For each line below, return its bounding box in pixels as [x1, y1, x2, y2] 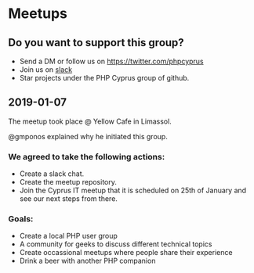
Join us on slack [19, 65, 73, 74]
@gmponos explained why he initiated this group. [8, 131, 169, 141]
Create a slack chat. [19, 169, 85, 178]
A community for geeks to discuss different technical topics [19, 239, 212, 249]
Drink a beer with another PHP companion [19, 256, 156, 266]
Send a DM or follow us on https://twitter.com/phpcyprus [19, 56, 204, 66]
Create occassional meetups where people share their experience [19, 248, 233, 257]
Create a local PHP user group [19, 232, 118, 241]
